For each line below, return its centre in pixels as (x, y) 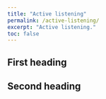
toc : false (23, 34)
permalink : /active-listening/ (53, 21)
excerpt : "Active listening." (52, 27)
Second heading (44, 87)
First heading (37, 62)
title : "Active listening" (47, 14)
